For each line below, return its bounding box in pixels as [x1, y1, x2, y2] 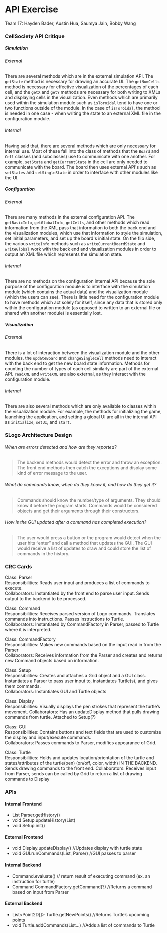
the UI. [5, 174, 19, 181]
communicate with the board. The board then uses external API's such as [5, 164, 156, 170]
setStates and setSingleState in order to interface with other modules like [5, 169, 158, 175]
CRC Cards [5, 563, 32, 570]
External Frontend [5, 834, 43, 840]
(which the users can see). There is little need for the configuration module [5, 294, 159, 300]
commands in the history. [17, 550, 70, 556]
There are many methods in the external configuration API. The [5, 214, 135, 220]
